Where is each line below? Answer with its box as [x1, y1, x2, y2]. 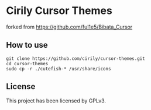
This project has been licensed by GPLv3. [6, 97, 107, 104]
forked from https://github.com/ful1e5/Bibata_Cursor [6, 23, 133, 30]
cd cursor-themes [6, 61, 49, 66]
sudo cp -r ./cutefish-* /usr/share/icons [6, 66, 111, 72]
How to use [6, 40, 48, 50]
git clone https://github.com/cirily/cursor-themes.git [6, 55, 145, 62]
